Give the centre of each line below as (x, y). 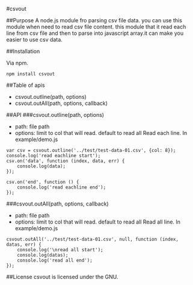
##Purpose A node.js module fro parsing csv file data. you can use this (94, 20)
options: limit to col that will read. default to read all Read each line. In (101, 133)
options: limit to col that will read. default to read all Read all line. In (98, 222)
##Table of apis (26, 85)
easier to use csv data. (35, 39)
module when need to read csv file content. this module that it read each (96, 27)
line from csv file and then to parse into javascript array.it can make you (95, 33)
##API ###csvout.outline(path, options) (55, 115)
